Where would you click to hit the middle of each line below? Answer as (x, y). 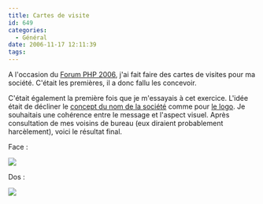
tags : (17, 52)
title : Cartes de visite (49, 15)
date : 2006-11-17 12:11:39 (52, 45)
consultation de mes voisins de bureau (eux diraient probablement (116, 123)
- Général (31, 37)
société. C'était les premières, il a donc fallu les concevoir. (102, 83)
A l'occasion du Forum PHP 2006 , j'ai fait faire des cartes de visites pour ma (132, 74)
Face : (18, 147)
